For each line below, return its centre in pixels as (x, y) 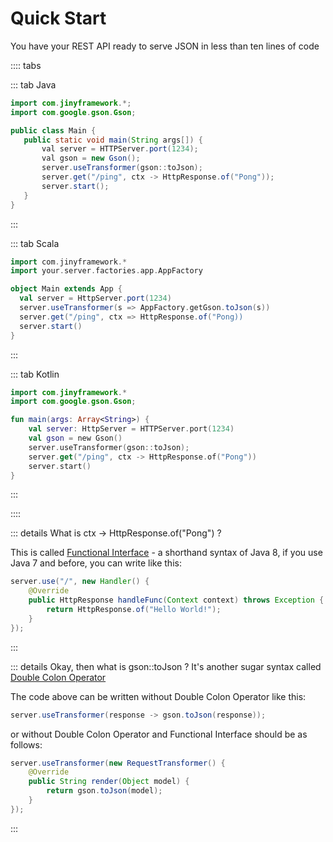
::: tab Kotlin (35, 374)
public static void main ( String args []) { (113, 140)
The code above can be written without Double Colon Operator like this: (158, 696)
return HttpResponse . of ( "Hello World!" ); (134, 610)
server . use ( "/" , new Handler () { (80, 582)
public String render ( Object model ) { (109, 782)
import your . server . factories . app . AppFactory (106, 271)
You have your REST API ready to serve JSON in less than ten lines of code (165, 46)
